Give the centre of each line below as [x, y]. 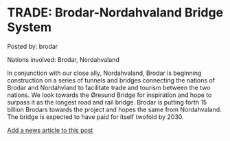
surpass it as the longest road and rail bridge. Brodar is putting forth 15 [107, 102]
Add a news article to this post [50, 130]
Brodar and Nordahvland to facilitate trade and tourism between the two [109, 87]
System [30, 27]
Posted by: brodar [33, 46]
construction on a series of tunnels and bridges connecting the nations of [111, 80]
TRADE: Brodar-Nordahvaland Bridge [115, 13]
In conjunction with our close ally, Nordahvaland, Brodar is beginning [104, 73]
